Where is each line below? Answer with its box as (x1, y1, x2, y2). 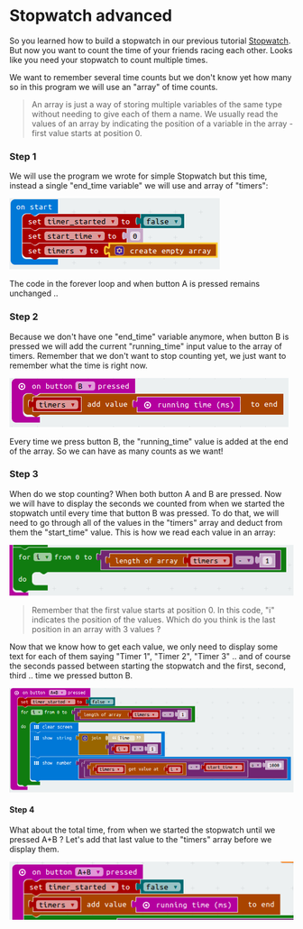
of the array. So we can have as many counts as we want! (9, 446, 224, 456)
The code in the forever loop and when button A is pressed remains (9, 279, 260, 290)
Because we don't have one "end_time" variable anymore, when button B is (9, 331, 289, 342)
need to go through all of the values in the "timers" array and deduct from (9, 517, 283, 528)
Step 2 (9, 310, 39, 323)
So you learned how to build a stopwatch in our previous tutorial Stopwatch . (9, 35, 291, 46)
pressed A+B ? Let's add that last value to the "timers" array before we (9, 833, 272, 844)
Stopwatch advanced (9, 5, 173, 26)
